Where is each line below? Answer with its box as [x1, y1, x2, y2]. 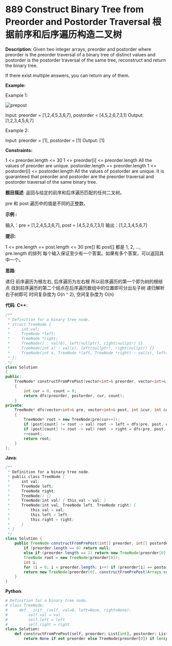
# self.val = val [5, 612, 60, 617]
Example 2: [5, 127, 29, 134]
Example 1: [5, 92, 28, 98]
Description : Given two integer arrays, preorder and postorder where [5, 46, 152, 52]
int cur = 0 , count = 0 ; [24, 388, 77, 394]
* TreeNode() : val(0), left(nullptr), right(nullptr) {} [7, 341, 143, 346]
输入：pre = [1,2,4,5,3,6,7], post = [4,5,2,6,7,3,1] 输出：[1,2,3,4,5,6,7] [5, 222, 147, 228]
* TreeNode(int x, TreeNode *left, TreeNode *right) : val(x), [7, 350, 155, 355]
